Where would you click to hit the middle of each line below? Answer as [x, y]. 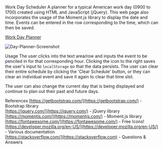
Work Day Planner [23, 37]
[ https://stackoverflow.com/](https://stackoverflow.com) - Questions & [76, 137]
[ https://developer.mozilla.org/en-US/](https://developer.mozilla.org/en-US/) [82, 127]
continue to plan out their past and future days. [52, 91]
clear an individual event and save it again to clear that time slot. [69, 77]
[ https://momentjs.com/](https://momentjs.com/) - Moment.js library [73, 116]
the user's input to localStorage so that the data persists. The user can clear [82, 66]
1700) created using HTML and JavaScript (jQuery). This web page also [77, 12]
